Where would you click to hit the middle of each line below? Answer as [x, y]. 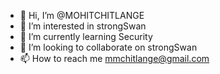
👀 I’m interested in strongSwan [83, 26]
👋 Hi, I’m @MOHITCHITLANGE [82, 15]
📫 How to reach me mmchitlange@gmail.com [114, 58]
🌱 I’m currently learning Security [86, 36]
